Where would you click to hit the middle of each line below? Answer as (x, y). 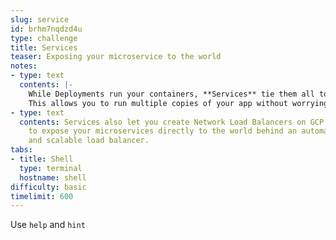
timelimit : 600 (42, 196)
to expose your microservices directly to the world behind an (163, 131)
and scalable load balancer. (89, 141)
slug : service (40, 19)
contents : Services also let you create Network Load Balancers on (163, 122)
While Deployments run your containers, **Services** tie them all (171, 94)
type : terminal (51, 168)
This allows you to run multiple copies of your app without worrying (178, 103)
